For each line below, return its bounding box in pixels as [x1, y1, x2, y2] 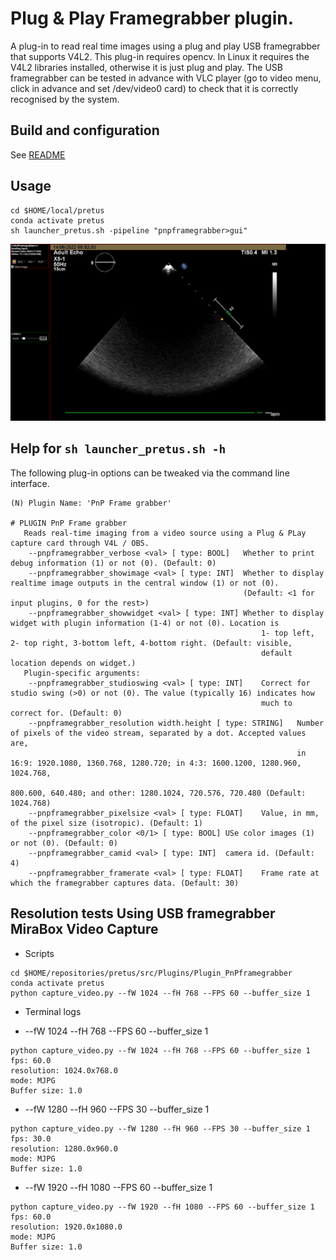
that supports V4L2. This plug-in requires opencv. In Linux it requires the [10, 50, 310, 62]
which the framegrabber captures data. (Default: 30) [10, 878, 240, 888]
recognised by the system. [10, 93, 120, 105]
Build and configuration [10, 122, 160, 139]
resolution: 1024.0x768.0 [10, 1065, 118, 1076]
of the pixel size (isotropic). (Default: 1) [10, 818, 203, 828]
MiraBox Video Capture [10, 921, 159, 938]
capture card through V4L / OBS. [10, 538, 150, 548]
